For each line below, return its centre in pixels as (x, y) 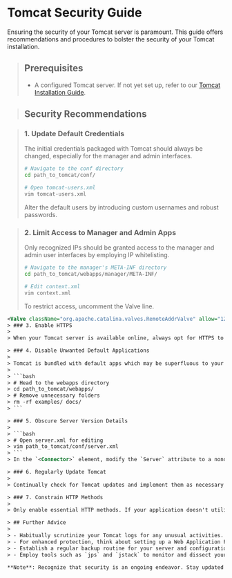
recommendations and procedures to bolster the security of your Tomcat (111, 39)
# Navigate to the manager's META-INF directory (95, 268)
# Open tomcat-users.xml (60, 188)
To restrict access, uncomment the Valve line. (89, 306)
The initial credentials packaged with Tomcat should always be (113, 149)
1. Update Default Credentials (74, 134)
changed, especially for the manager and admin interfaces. (108, 156)
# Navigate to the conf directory (74, 169)
